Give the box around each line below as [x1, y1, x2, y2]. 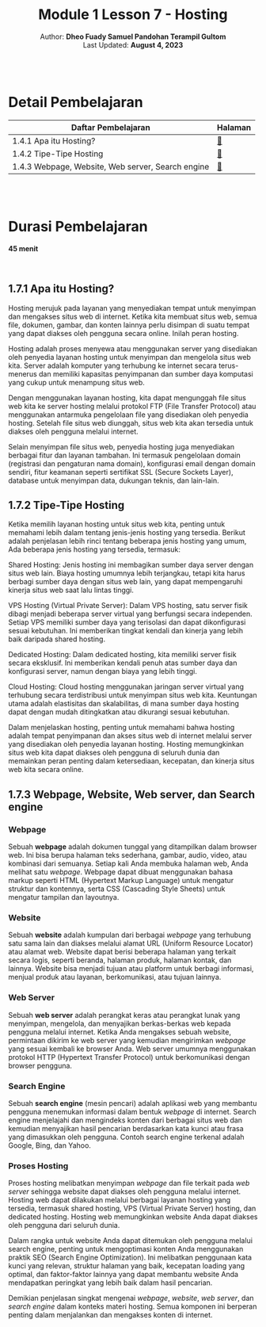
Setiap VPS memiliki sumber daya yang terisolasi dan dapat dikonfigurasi [8, 618, 246, 627]
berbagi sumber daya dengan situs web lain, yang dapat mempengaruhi [8, 577, 243, 587]
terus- [218, 361, 239, 370]
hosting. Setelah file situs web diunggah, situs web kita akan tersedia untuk [8, 418, 254, 427]
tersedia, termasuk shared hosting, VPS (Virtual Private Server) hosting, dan [8, 1203, 256, 1214]
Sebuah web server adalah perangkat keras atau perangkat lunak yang [8, 1010, 241, 1019]
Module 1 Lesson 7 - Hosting [38, 6, 228, 24]
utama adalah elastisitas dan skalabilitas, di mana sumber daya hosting [8, 699, 240, 709]
